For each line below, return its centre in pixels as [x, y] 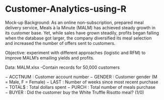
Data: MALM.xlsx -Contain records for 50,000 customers [62, 67]
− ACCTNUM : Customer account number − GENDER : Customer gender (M [81, 77]
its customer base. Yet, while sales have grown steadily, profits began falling [82, 33]
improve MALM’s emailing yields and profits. [50, 58]
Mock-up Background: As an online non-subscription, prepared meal [74, 22]
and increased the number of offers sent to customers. [60, 43]
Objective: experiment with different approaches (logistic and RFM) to [75, 53]
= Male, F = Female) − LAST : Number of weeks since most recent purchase [82, 82]
